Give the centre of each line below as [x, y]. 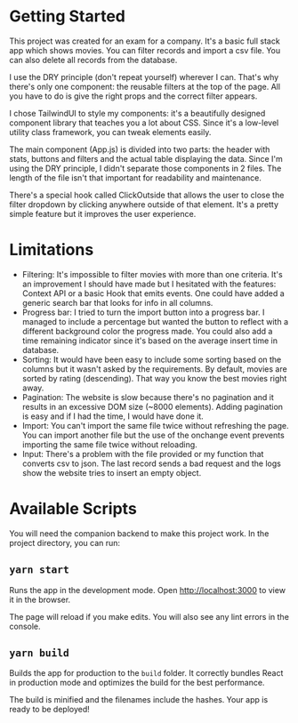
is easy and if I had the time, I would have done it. [113, 416]
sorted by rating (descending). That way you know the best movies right [154, 378]
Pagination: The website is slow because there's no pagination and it [148, 397]
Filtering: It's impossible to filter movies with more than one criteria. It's [152, 274]
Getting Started [68, 16]
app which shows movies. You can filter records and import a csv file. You [145, 50]
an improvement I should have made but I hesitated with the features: [149, 284]
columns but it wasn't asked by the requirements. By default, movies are [154, 369]
